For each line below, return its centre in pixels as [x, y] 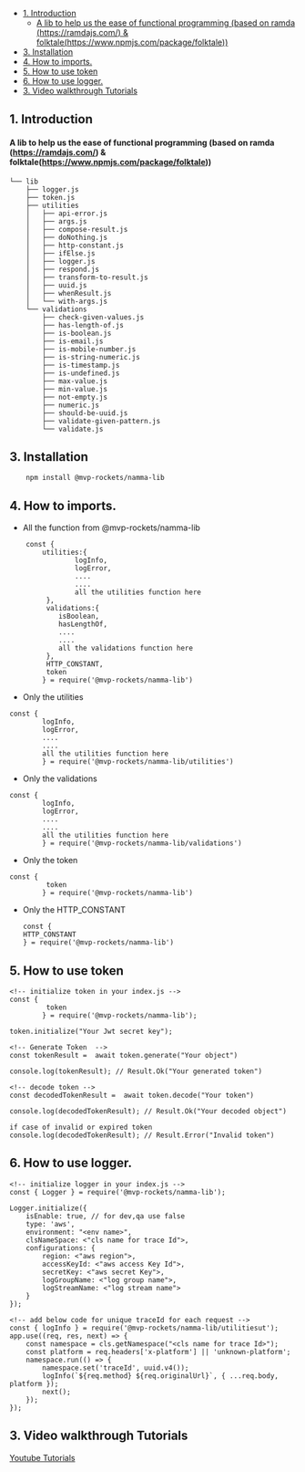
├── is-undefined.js [81, 373]
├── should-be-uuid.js [85, 413]
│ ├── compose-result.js [77, 229]
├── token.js [51, 197]
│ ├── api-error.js [66, 214]
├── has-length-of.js [83, 325]
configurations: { [61, 1248]
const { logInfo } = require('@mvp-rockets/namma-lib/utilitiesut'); [144, 1328]
